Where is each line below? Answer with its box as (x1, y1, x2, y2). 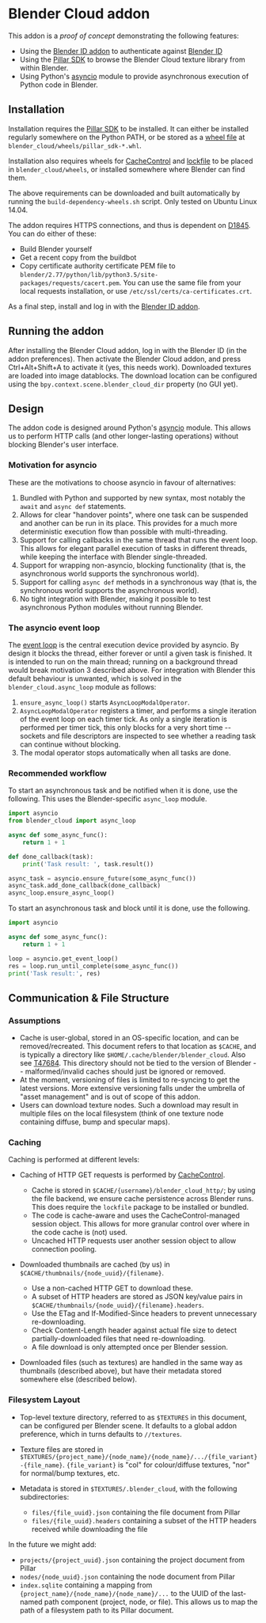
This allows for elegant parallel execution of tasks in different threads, (19, 543, 248, 553)
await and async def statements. (19, 501, 127, 511)
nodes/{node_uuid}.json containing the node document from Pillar (19, 1572, 236, 1581)
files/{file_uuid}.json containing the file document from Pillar (31, 1507, 241, 1517)
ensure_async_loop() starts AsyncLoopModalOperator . (19, 697, 190, 707)
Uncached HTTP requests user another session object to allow (31, 1236, 237, 1245)
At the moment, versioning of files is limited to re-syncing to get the (19, 1075, 240, 1085)
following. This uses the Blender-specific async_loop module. (8, 794, 207, 804)
